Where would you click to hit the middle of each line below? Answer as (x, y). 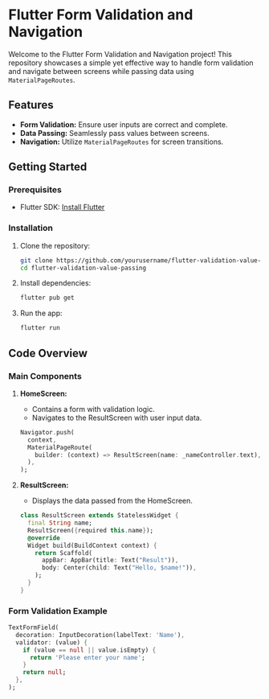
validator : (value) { (52, 642)
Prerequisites (35, 190)
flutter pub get (47, 298)
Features (31, 105)
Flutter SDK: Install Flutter (62, 208)
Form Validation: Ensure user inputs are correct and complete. (124, 124)
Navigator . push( (47, 432)
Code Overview (48, 353)
